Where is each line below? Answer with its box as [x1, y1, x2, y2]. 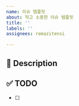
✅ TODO [6, 78, 37, 88]
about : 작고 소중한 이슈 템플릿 [6, 14, 74, 20]
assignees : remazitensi [6, 31, 65, 37]
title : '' [6, 20, 31, 26]
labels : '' [6, 25, 33, 32]
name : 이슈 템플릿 [6, 8, 46, 15]
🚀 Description [6, 58, 58, 68]
